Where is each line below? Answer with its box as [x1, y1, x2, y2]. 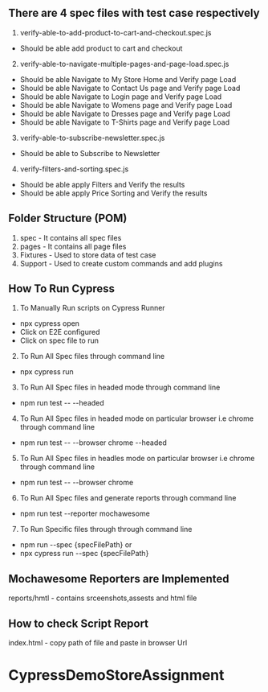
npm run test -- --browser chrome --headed [19, 438, 167, 447]
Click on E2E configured [19, 327, 100, 337]
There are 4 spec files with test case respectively [8, 6, 260, 20]
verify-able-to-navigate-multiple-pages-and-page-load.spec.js [19, 59, 229, 68]
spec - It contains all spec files [19, 233, 122, 242]
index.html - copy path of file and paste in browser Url [8, 638, 188, 648]
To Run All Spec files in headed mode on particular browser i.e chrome [19, 414, 254, 423]
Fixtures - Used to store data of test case [19, 249, 156, 260]
